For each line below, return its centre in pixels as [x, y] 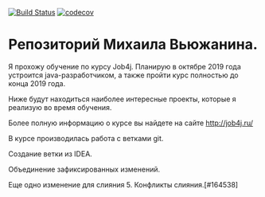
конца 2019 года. [37, 83]
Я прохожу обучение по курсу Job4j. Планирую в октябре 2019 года [125, 66]
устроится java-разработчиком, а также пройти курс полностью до [123, 75]
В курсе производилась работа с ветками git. [86, 138]
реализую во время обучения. [60, 107]
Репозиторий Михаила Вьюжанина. [133, 45]
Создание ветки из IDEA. [51, 154]
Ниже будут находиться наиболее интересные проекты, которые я [122, 99]
